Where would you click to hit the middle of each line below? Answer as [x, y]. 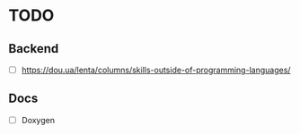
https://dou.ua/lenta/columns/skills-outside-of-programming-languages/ [156, 70]
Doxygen [38, 120]
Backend [34, 49]
